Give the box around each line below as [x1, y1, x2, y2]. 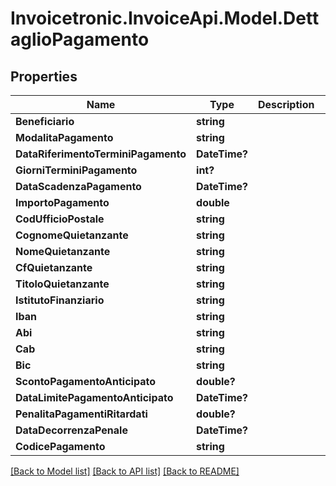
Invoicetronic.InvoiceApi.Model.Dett [10, 7, 320, 30]
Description [257, 98, 315, 111]
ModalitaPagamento [15, 131, 114, 144]
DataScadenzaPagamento [15, 180, 142, 193]
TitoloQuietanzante [15, 277, 110, 291]
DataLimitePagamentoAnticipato [15, 391, 174, 404]
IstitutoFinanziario [15, 293, 105, 307]
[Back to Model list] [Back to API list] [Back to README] [10, 465, 240, 477]
